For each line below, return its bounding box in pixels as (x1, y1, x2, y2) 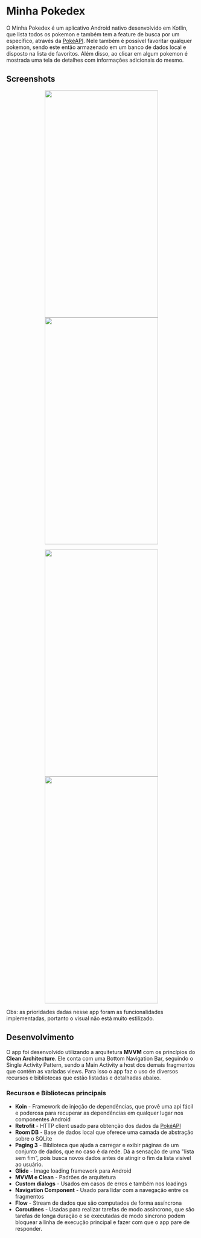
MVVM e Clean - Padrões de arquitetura (14, 1173, 116, 1181)
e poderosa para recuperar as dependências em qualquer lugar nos (14, 1109, 183, 1116)
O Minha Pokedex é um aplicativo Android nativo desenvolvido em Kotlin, (6, 24, 188, 31)
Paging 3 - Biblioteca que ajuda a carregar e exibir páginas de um (14, 1141, 179, 1148)
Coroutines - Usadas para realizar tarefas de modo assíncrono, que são (14, 1205, 195, 1213)
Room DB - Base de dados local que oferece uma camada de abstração (14, 1128, 194, 1136)
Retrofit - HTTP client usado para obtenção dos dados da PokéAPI (14, 1122, 181, 1129)
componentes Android (14, 1115, 71, 1123)
